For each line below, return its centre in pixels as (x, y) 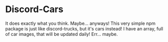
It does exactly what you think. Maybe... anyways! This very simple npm (80, 23)
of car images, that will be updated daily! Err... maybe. (62, 34)
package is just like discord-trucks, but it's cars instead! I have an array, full (84, 28)
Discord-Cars (34, 9)
